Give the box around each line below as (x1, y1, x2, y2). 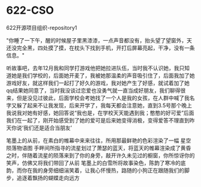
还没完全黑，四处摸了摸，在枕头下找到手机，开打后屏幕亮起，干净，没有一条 (6, 44, 195, 51)
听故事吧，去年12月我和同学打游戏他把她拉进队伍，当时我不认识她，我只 (6, 64, 185, 72)
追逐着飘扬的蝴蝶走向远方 (16, 174, 80, 181)
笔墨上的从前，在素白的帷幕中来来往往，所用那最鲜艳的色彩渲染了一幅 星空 (6, 137, 191, 144)
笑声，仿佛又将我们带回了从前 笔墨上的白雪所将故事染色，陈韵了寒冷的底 (6, 159, 186, 166)
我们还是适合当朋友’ (23, 124, 72, 131)
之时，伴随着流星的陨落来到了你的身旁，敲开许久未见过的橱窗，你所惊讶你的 (6, 152, 195, 159)
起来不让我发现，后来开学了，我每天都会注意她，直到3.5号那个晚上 (26, 102, 193, 109)
